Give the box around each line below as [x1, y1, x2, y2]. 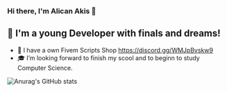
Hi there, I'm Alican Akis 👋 [7, 6, 96, 16]
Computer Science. [17, 64, 73, 72]
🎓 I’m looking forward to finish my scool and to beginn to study [17, 53, 200, 62]
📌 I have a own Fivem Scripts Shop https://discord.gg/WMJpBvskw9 [17, 46, 214, 54]
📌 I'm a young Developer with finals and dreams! [7, 28, 221, 39]
